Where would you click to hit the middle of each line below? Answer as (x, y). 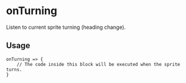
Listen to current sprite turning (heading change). (66, 27)
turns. (14, 69)
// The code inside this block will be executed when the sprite (99, 64)
